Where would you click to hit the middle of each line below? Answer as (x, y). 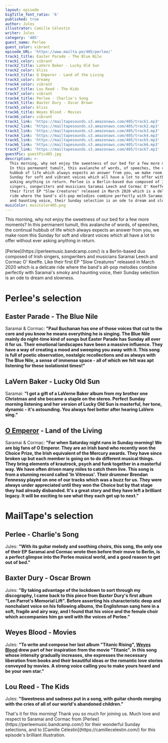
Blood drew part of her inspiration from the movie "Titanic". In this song (81, 650)
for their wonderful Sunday (112, 724)
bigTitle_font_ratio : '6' (32, 15)
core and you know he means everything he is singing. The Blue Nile (77, 334)
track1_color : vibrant (29, 61)
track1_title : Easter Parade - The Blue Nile (53, 56)
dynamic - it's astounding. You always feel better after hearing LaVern (79, 410)
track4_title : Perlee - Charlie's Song (47, 98)
